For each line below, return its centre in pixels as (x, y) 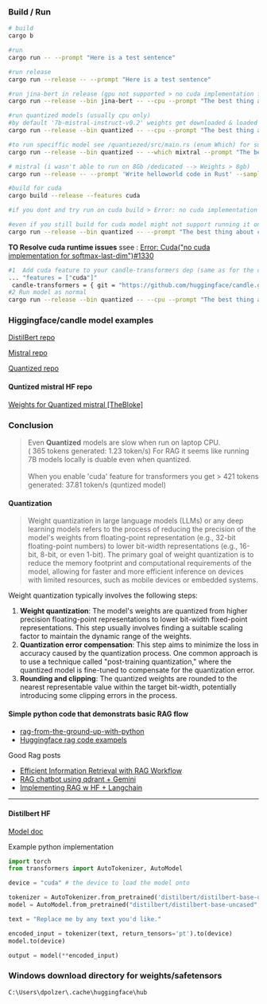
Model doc (26, 831)
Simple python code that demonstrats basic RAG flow (99, 714)
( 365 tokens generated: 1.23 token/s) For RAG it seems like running (138, 451)
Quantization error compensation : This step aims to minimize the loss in (139, 645)
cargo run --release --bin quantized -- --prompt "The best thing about (131, 232)
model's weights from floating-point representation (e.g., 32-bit (132, 538)
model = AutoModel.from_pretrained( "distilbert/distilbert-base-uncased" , (135, 905)
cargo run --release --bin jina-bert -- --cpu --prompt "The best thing (131, 101)
